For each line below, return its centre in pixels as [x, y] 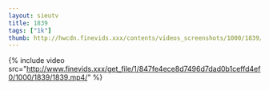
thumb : [19, 38]
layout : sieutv [34, 16]
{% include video [37, 61]
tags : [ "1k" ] [30, 30]
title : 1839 [28, 23]
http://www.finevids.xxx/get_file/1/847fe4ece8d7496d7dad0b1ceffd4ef [144, 69]
